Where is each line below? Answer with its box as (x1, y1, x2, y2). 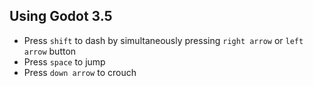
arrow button (23, 45, 77, 57)
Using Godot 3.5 (9, 8, 113, 25)
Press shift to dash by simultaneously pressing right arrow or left (23, 34, 304, 46)
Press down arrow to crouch (23, 66, 137, 78)
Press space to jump (23, 55, 106, 68)
